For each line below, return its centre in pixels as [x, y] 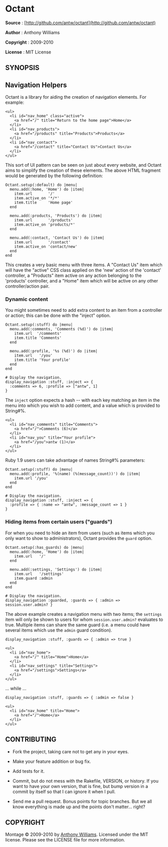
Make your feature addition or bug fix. [52, 761]
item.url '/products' [44, 220]
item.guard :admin [33, 578]
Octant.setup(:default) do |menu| [41, 185]
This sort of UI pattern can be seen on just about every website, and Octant [83, 165]
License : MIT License [28, 52]
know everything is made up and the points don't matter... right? [79, 807]
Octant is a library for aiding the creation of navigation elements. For [76, 97]
